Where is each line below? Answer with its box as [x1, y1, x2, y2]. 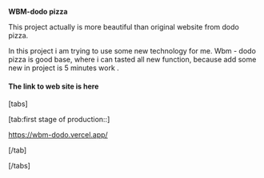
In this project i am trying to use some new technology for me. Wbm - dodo [8, 46, 256, 55]
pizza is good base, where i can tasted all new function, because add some [8, 55, 257, 64]
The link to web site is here [8, 81, 99, 91]
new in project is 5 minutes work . [8, 63, 120, 73]
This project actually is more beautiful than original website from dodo [8, 22, 240, 31]
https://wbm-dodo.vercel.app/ [8, 130, 108, 140]
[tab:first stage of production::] [8, 115, 110, 125]
